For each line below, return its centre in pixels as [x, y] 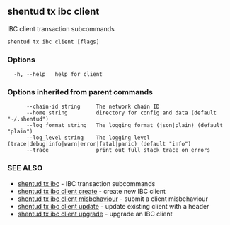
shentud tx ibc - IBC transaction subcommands [86, 183]
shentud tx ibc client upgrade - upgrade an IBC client [95, 214]
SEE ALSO [25, 168]
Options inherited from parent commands [80, 92]
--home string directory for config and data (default [121, 113]
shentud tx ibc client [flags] [53, 42]
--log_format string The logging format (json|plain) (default [124, 126]
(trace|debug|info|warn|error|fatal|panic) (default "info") [99, 144]
